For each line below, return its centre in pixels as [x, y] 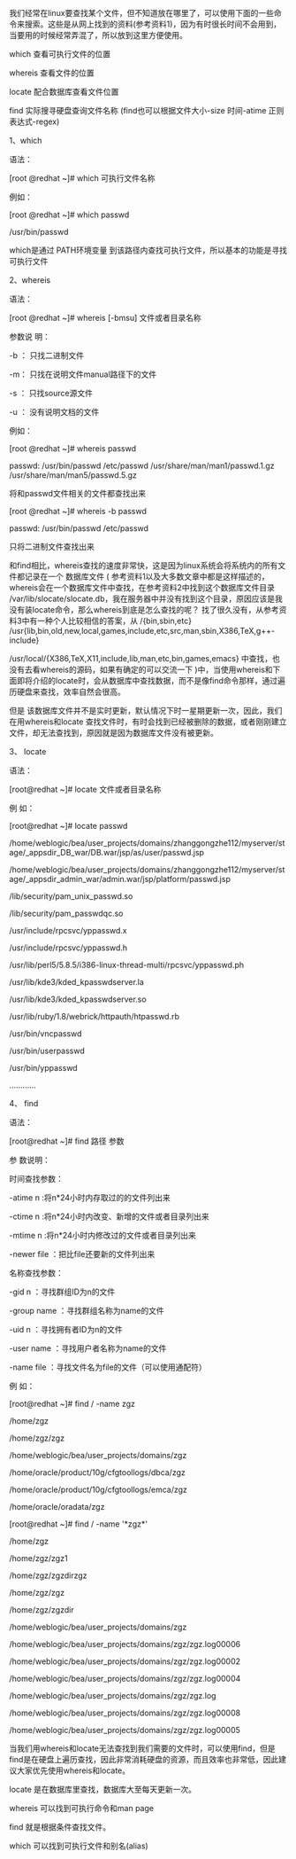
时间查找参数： [36, 1179]
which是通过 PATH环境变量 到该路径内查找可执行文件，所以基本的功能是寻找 [148, 250]
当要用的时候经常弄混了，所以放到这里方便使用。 [98, 35]
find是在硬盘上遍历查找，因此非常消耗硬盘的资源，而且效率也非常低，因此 [144, 1759]
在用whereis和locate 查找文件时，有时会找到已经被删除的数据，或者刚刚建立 [148, 722]
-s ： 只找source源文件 [51, 393]
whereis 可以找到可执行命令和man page [82, 1808]
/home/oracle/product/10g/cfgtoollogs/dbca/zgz [97, 1472]
